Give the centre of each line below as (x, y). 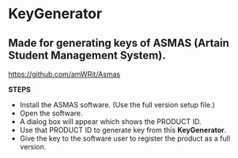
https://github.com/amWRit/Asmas (64, 74)
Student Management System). (87, 55)
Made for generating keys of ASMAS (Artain (119, 43)
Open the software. (51, 113)
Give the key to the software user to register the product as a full (125, 138)
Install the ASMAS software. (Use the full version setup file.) (117, 105)
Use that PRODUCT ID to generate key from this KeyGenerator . (123, 130)
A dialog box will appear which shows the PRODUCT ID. (110, 122)
